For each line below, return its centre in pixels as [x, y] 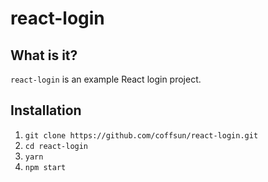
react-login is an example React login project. [106, 79]
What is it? [44, 55]
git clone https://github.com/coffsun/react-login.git [141, 135]
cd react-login [56, 146]
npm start [45, 167]
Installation [46, 110]
